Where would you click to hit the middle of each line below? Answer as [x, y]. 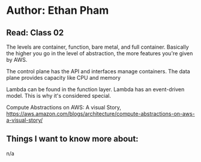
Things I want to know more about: [73, 139]
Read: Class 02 [35, 33]
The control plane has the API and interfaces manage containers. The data [98, 71]
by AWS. [17, 60]
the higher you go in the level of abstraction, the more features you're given [100, 53]
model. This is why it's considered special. [59, 96]
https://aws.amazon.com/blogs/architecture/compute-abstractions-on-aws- [100, 114]
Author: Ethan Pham [58, 10]
